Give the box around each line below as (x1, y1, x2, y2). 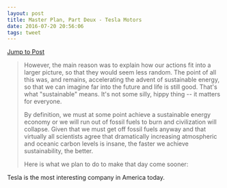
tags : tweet (7, 29, 41, 36)
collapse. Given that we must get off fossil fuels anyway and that (23, 125, 206, 133)
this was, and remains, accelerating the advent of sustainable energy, (23, 76, 220, 84)
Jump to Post (7, 48, 45, 56)
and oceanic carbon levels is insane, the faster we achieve (23, 139, 189, 148)
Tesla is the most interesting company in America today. (7, 174, 165, 182)
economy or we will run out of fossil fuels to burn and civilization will (23, 118, 217, 126)
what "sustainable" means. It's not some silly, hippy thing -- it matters (23, 90, 221, 98)
